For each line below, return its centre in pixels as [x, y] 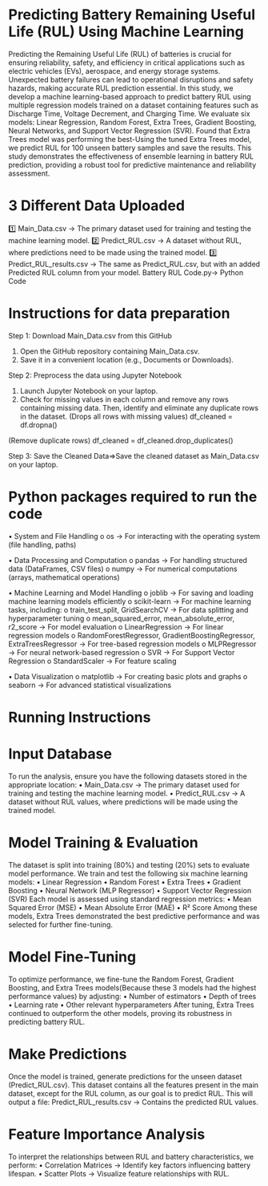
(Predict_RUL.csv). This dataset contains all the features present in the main [133, 1085]
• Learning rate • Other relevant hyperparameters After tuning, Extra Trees [131, 1005]
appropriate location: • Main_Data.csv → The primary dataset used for [124, 784]
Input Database [60, 754]
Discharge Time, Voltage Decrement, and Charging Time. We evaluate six [129, 113]
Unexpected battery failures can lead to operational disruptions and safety [131, 79]
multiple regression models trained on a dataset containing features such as [133, 105]
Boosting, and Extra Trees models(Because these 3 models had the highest [132, 987]
